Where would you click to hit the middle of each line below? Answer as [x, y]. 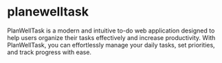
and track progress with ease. [49, 52]
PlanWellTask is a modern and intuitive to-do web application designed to [111, 30]
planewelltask [48, 12]
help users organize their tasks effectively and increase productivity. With [111, 37]
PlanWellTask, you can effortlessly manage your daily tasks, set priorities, [111, 45]
